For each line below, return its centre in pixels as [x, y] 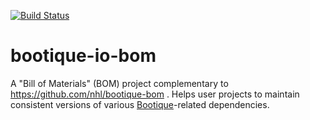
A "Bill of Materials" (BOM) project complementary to [119, 83]
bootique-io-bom [83, 56]
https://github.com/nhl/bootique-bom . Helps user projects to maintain [155, 94]
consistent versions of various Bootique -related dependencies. [140, 104]
